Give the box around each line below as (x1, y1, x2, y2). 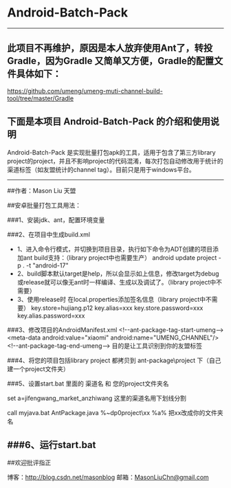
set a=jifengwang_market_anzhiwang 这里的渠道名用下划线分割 (7, 394, 187, 402)
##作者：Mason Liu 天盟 (7, 186, 76, 195)
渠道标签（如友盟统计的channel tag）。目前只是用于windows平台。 (7, 165, 195, 173)
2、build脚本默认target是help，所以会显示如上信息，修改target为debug (16, 269, 219, 278)
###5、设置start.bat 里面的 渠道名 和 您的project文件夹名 (7, 379, 169, 388)
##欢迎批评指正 (7, 458, 52, 467)
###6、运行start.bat (7, 439, 96, 451)
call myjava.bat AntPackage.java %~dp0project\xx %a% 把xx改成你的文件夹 (7, 408, 223, 417)
